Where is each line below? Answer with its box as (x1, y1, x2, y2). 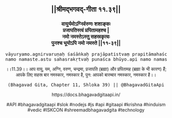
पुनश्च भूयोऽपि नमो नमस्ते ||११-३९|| (51, 39, 121, 46)
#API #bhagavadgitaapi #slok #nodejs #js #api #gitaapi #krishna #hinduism (6, 101, 166, 107)
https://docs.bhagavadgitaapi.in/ (51, 91, 121, 98)
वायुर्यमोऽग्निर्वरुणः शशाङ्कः (61, 20, 111, 28)
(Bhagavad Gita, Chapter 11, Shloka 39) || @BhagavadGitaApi (7, 82, 165, 87)
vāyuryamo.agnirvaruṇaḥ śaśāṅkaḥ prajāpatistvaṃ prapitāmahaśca (5, 51, 170, 57)
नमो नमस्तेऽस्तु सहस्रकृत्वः (62, 33, 110, 40)
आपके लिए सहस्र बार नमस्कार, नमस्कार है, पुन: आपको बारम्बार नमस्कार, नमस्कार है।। (15, 72, 157, 78)
